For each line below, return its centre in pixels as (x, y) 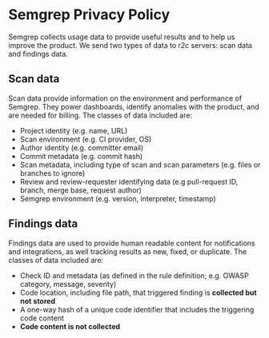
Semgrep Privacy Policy (89, 15)
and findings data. (38, 54)
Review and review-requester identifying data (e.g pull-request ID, (129, 181)
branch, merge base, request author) (81, 190)
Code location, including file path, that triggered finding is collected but (139, 292)
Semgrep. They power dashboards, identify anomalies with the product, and (134, 106)
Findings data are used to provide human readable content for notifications (132, 243)
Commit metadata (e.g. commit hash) (81, 156)
